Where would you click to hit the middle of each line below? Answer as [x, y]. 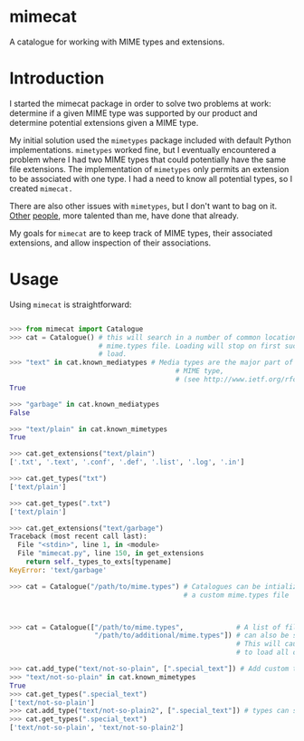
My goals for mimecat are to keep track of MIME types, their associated [141, 233]
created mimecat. [41, 188]
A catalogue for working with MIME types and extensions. [117, 42]
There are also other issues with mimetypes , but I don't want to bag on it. [143, 206]
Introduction [57, 78]
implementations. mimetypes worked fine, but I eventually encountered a [143, 149]
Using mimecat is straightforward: [71, 304]
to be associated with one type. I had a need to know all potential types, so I [151, 178]
